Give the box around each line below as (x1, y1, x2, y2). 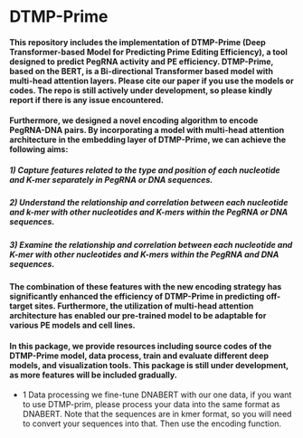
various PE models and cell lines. (9, 319, 136, 331)
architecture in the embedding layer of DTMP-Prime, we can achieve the (9, 134, 287, 146)
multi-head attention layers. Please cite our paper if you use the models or (9, 75, 294, 86)
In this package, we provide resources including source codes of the (9, 340, 272, 351)
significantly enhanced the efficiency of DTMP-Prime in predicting (9, 291, 265, 302)
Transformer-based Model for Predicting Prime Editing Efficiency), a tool (9, 46, 288, 57)
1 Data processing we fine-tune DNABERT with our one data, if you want (22, 389, 292, 400)
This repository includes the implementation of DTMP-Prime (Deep (9, 36, 267, 47)
